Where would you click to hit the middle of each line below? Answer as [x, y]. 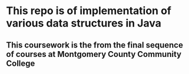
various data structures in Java [84, 23]
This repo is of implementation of [89, 11]
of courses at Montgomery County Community [94, 54]
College [21, 63]
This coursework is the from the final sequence [95, 45]
